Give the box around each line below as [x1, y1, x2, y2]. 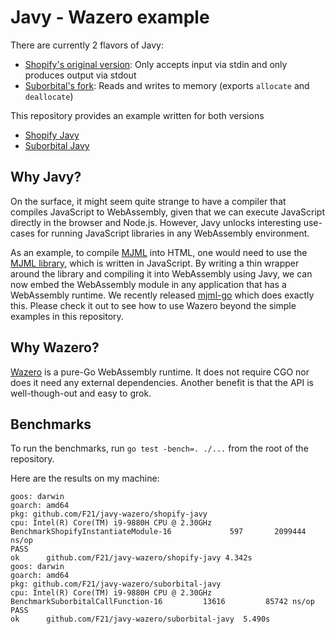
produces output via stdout [24, 69, 137, 81]
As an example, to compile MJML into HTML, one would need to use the [10, 246, 308, 258]
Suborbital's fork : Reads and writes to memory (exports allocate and [24, 79, 310, 91]
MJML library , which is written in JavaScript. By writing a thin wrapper [10, 257, 300, 269]
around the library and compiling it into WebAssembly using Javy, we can [10, 267, 313, 280]
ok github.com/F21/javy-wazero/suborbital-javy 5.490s [10, 614, 271, 625]
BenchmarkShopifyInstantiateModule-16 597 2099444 [10, 527, 307, 537]
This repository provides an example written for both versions [10, 109, 265, 121]
